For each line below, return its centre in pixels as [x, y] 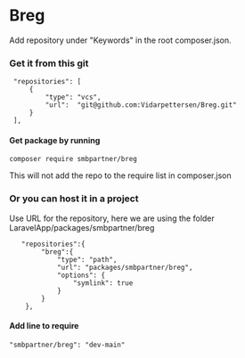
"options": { [81, 275]
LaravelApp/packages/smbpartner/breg [82, 227]
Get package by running [55, 140]
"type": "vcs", [73, 98]
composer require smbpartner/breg [73, 159]
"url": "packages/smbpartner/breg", [125, 267]
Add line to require [44, 326]
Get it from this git [49, 63]
